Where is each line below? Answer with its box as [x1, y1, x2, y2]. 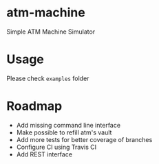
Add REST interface [16, 150, 73, 159]
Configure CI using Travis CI [16, 143, 97, 151]
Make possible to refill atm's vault [16, 128, 112, 137]
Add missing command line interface [16, 121, 121, 129]
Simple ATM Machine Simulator [6, 27, 96, 36]
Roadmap [6, 98, 63, 114]
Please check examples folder [6, 74, 89, 82]
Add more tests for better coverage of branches [16, 135, 153, 143]
